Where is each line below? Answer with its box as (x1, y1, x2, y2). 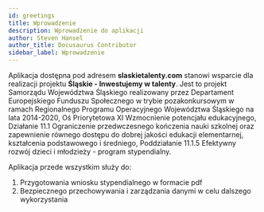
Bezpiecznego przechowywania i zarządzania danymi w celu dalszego (19, 186, 252, 195)
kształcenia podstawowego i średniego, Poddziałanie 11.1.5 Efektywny (8, 139, 237, 147)
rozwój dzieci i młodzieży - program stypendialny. (8, 147, 172, 156)
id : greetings (8, 11, 56, 20)
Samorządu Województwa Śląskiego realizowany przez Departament (8, 88, 235, 96)
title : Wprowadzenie (8, 19, 77, 27)
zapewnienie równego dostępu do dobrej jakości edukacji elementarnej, (8, 130, 244, 139)
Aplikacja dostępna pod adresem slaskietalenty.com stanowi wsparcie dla (8, 71, 254, 80)
